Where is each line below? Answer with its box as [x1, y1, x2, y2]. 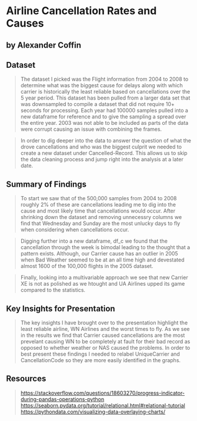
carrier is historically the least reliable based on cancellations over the [20, 88, 191, 95]
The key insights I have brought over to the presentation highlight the [20, 319, 188, 326]
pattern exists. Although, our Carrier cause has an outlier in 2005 [20, 250, 178, 257]
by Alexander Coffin [6, 40, 81, 50]
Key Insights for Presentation [6, 303, 116, 313]
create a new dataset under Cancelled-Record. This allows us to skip [20, 150, 188, 157]
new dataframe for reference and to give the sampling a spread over [20, 113, 186, 120]
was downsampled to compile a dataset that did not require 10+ [20, 101, 175, 108]
